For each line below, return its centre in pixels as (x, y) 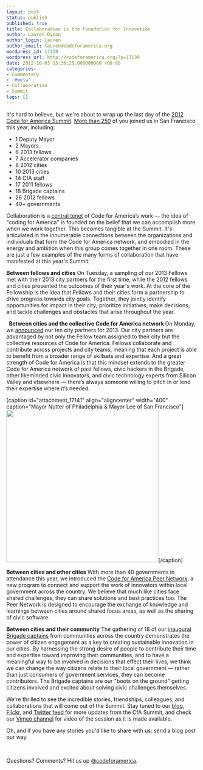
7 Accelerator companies (46, 159)
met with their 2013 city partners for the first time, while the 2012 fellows (97, 279)
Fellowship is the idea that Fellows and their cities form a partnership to (95, 292)
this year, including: (31, 127)
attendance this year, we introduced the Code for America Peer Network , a (100, 578)
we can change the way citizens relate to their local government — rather (98, 668)
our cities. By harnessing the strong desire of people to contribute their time (101, 648)
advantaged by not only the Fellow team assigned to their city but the (93, 337)
